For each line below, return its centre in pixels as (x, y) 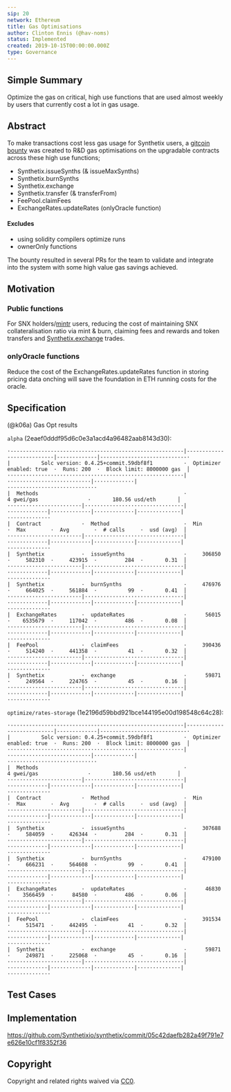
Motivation (31, 289)
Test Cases (32, 995)
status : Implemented (37, 39)
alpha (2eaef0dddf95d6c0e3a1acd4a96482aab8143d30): (89, 438)
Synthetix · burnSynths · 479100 (119, 858)
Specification (37, 408)
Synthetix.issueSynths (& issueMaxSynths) (78, 171)
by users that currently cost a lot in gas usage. (73, 104)
